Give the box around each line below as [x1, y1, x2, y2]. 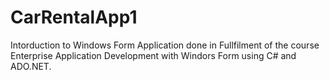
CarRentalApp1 [10, 6, 138, 29]
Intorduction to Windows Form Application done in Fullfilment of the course [10, 39, 320, 51]
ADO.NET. [10, 60, 52, 72]
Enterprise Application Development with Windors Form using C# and [10, 49, 297, 61]
